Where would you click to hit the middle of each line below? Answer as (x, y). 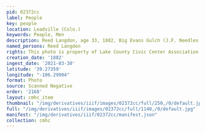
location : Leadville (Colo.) (44, 29)
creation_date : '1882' (35, 58)
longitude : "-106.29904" (38, 75)
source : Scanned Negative (39, 86)
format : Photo (25, 80)
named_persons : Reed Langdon (44, 47)
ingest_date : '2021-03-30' (41, 63)
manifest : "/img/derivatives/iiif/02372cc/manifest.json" (82, 115)
